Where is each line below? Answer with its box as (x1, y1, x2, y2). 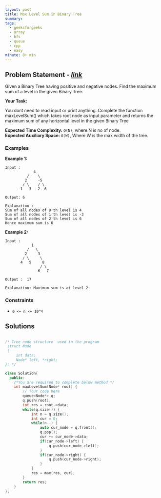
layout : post (5, 7, 32, 12)
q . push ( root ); (22, 398, 51, 403)
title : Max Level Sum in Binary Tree (5, 12, 82, 17)
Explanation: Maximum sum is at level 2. (5, 286, 91, 291)
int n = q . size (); (31, 412, 69, 417)
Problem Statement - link (5, 70, 82, 79)
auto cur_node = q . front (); (40, 425, 97, 430)
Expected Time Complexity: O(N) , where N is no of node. (5, 127, 121, 133)
